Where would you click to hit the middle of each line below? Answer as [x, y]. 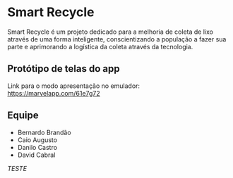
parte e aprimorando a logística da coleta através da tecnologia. [100, 46]
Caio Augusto [37, 140]
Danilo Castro [37, 147]
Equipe [23, 116]
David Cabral [36, 155]
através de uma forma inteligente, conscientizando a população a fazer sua [117, 39]
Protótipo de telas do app [64, 69]
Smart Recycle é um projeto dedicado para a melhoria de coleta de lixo [110, 32]
